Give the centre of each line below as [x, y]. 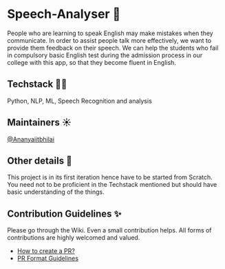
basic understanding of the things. [56, 192]
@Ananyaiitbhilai [31, 139]
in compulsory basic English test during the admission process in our [105, 55]
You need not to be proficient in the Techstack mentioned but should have [112, 185]
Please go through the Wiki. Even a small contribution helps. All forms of [109, 230]
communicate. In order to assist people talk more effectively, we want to [109, 40]
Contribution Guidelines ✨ [64, 213]
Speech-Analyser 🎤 [64, 14]
